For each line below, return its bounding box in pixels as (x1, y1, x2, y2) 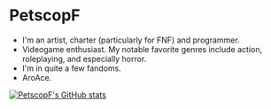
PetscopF (9, 5, 81, 26)
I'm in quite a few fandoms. (21, 63, 121, 74)
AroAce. (21, 72, 52, 82)
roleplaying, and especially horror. (21, 53, 147, 64)
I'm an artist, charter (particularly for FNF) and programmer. (21, 35, 241, 45)
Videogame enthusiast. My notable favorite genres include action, (21, 43, 263, 54)
